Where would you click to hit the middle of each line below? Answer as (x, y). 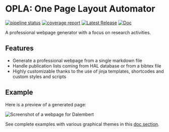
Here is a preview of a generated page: (46, 104)
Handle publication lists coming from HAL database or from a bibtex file (87, 65)
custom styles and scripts (39, 77)
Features (19, 48)
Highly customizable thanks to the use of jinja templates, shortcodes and (88, 71)
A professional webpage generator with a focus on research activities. (78, 32)
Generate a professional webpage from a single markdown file (77, 60)
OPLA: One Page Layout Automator (80, 9)
